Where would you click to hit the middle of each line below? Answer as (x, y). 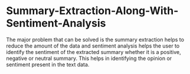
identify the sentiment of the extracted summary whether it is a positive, (94, 52)
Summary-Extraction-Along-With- (92, 11)
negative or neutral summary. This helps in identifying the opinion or (89, 58)
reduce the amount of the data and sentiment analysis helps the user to (93, 46)
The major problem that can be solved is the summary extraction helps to (95, 39)
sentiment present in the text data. (48, 64)
